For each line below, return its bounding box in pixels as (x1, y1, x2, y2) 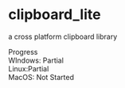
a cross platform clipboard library (8, 32, 118, 41)
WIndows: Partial (8, 55, 64, 65)
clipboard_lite (8, 6, 101, 24)
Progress (8, 47, 38, 56)
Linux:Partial (8, 63, 49, 73)
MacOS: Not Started (8, 72, 74, 82)
